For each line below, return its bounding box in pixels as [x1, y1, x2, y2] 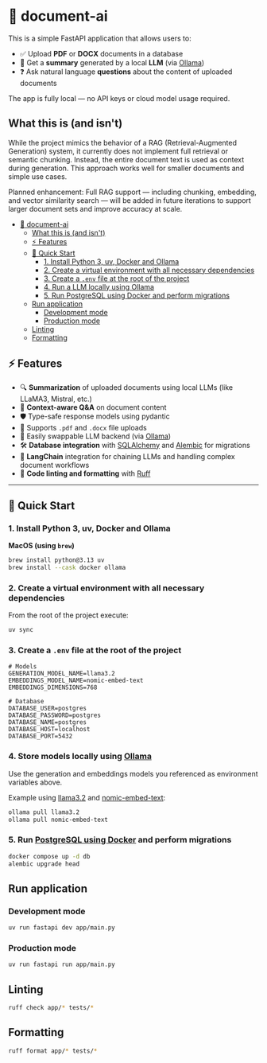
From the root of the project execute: [8, 610, 129, 620]
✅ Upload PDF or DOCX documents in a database [19, 49, 184, 58]
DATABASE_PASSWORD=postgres [8, 711, 102, 719]
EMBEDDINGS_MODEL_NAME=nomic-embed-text [8, 676, 145, 685]
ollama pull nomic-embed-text [8, 816, 109, 824]
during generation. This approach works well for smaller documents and [8, 163, 245, 173]
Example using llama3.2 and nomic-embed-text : [8, 792, 166, 802]
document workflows [19, 460, 90, 469]
